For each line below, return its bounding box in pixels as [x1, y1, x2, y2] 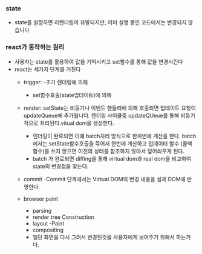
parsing [32, 207, 52, 214]
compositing [32, 226, 64, 233]
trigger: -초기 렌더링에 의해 [23, 78, 88, 85]
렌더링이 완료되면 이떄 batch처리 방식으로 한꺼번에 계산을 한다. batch [32, 132, 197, 139]
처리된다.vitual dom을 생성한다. [39, 119, 114, 127]
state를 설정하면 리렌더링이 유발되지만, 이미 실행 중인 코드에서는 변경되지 [14, 19, 187, 26]
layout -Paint [32, 219, 65, 227]
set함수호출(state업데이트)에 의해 [32, 91, 112, 98]
